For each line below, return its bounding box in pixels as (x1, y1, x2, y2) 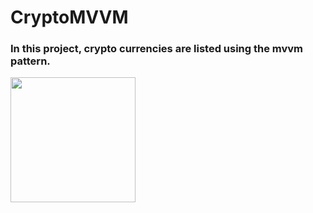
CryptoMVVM (10, 6, 129, 29)
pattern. (10, 54, 51, 68)
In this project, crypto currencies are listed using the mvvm (10, 42, 304, 56)
